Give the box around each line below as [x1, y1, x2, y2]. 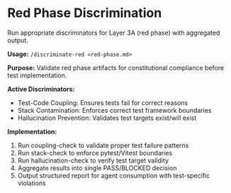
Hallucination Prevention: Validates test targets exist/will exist [17, 114, 197, 122]
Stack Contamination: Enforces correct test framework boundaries [17, 106, 212, 114]
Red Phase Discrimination [7, 5, 162, 21]
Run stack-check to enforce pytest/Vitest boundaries [17, 148, 173, 157]
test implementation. [7, 71, 67, 79]
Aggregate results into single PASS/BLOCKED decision [17, 163, 177, 172]
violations [17, 179, 46, 187]
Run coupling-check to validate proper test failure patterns [17, 140, 189, 150]
